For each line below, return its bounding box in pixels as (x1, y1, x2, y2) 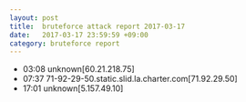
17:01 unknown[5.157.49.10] (22, 83, 124, 94)
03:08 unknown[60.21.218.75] (22, 64, 135, 75)
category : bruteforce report (9, 38, 120, 48)
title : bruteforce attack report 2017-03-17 (9, 22, 185, 31)
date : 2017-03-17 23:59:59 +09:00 (9, 30, 149, 39)
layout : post (9, 13, 59, 23)
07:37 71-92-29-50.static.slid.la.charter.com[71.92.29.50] (22, 74, 239, 85)
